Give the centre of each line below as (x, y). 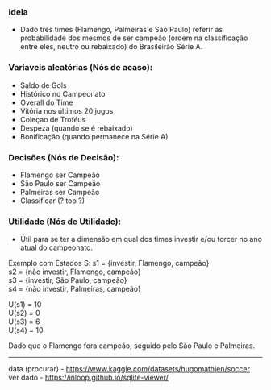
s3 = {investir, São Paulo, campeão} (68, 280)
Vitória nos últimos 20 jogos (67, 110)
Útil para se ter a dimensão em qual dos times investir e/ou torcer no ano (141, 239)
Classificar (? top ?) (52, 201)
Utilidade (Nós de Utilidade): (65, 222)
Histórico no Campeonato (63, 93)
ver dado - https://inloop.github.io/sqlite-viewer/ (89, 378)
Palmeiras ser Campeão (60, 192)
